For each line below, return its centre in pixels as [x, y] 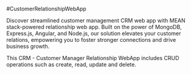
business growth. [28, 46]
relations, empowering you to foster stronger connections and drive [91, 40]
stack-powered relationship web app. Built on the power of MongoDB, [94, 27]
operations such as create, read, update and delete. [71, 64]
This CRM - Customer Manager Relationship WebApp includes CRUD [93, 58]
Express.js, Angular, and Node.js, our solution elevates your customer [94, 33]
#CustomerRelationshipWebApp [46, 9]
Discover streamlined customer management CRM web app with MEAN [96, 20]
